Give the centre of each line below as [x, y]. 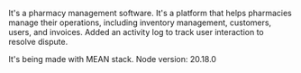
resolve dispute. [38, 41]
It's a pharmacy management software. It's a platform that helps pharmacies [150, 13]
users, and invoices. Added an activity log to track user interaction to [137, 32]
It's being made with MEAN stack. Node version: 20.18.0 [113, 59]
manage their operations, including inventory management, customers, [140, 23]
